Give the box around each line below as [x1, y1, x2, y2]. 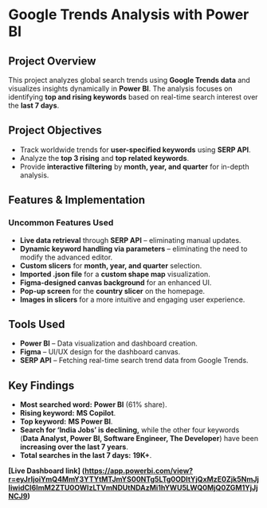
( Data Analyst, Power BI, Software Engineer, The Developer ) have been [19, 434, 259, 444]
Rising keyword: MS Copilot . [19, 408, 116, 418]
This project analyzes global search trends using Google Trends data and [8, 76, 251, 84]
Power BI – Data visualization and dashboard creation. [19, 338, 198, 348]
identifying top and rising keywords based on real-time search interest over [8, 92, 258, 101]
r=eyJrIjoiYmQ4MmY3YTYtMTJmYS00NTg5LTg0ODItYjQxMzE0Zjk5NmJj [8, 475, 259, 484]
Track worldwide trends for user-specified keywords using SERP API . [19, 145, 251, 154]
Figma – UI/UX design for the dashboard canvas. [19, 347, 181, 357]
